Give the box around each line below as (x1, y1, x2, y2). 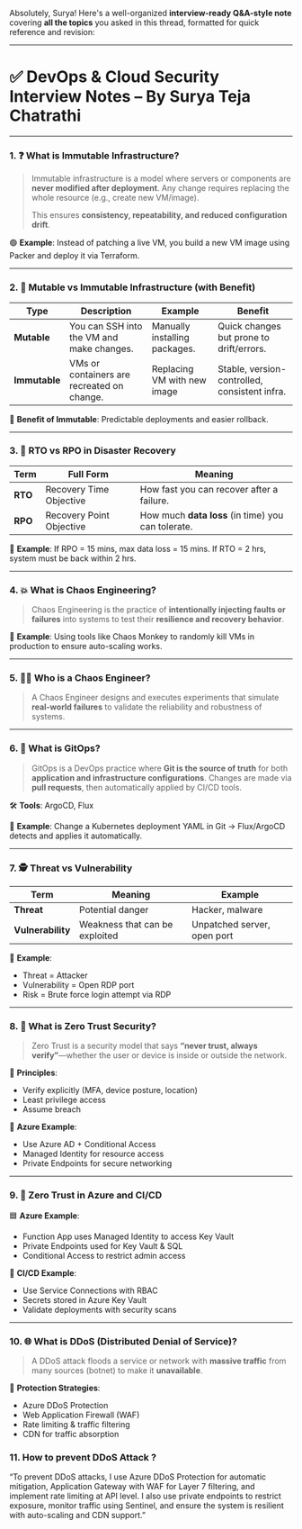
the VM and (68, 330, 119, 343)
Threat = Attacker (22, 970, 88, 981)
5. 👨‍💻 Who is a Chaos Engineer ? (9, 672, 151, 684)
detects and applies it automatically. (9, 830, 143, 841)
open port (191, 929, 234, 942)
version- (249, 362, 288, 375)
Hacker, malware (191, 904, 263, 917)
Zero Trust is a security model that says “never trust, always (31, 1040, 258, 1052)
